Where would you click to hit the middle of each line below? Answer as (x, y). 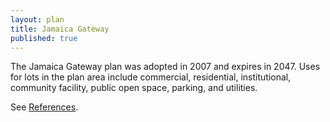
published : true (44, 38)
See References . (44, 107)
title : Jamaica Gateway (60, 29)
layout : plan (37, 19)
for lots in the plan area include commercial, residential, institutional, (151, 77)
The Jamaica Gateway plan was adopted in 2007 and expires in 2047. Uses (165, 67)
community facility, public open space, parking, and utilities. (134, 88)
